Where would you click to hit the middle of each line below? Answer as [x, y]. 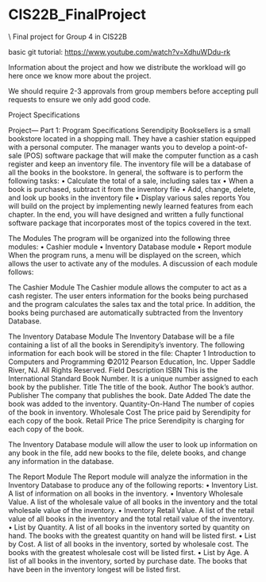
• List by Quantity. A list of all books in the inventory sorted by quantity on [129, 527]
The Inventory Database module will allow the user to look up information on [133, 444]
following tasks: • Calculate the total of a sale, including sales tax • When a [131, 181]
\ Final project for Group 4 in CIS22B [67, 36]
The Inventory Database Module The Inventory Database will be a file [121, 336]
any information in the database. [61, 461]
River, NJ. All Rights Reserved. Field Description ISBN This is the [113, 369]
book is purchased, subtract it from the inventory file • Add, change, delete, [132, 189]
